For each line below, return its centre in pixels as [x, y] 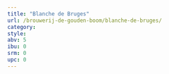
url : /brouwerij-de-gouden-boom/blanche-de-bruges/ [84, 20]
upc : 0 [17, 60]
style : [17, 33]
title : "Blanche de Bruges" [49, 14]
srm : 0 [17, 54]
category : [22, 27]
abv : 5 [17, 40]
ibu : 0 [17, 47]
